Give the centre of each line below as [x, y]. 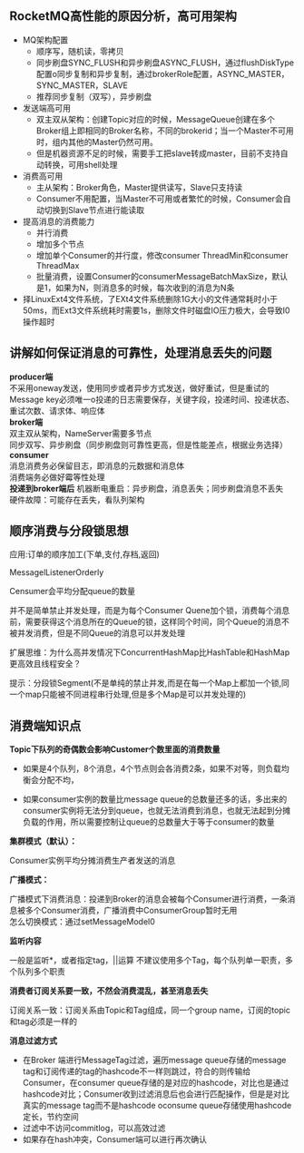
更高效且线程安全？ [45, 664]
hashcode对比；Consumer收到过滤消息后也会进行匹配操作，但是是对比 [156, 1094]
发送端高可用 [46, 108]
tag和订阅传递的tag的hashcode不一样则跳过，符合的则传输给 [137, 1071]
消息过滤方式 [33, 1041]
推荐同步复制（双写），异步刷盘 [94, 96]
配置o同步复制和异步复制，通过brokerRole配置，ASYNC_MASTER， [162, 73]
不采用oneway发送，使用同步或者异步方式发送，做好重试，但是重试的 [139, 387]
